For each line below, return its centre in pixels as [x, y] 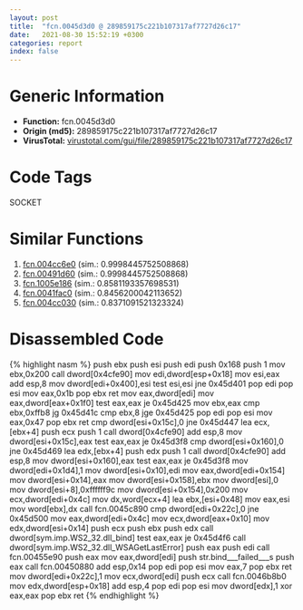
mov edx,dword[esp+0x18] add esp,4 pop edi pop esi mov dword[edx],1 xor [151, 586]
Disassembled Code [87, 339]
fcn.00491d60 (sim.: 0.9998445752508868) [105, 274]
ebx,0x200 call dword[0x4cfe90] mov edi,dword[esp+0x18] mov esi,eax [145, 373]
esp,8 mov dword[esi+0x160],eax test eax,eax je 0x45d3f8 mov [129, 460]
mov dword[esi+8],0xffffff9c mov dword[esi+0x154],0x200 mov [129, 489]
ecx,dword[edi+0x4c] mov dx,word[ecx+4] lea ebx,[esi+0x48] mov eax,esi [150, 499]
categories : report [46, 43]
